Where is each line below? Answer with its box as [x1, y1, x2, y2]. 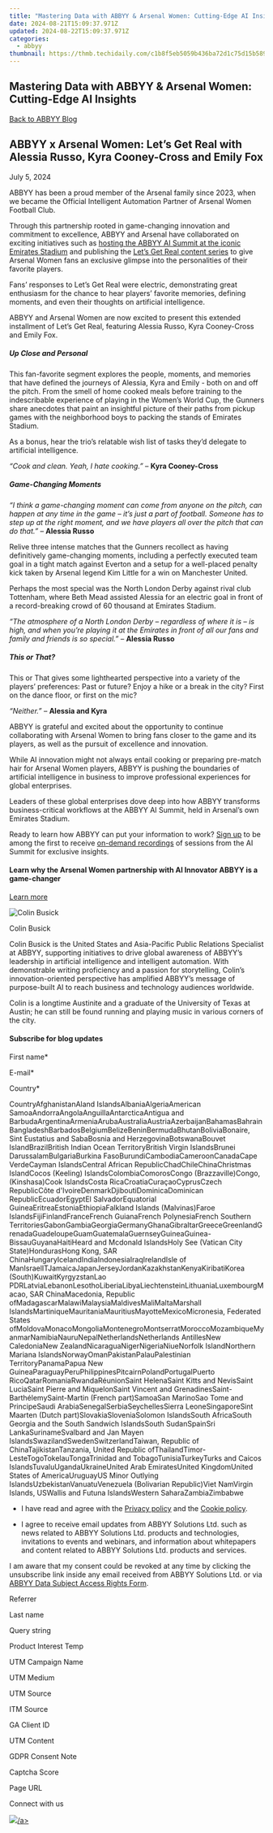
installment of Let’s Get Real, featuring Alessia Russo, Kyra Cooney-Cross [9, 321, 254, 331]
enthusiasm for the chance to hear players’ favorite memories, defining [9, 288, 246, 298]
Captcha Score [9, 1767, 59, 1777]
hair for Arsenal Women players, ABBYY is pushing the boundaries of [9, 763, 240, 773]
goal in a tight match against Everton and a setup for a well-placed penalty [9, 558, 258, 569]
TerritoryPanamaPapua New [9, 1358, 104, 1368]
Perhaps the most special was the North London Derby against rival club [9, 583, 252, 593]
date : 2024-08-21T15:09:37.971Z [9, 20, 118, 28]
